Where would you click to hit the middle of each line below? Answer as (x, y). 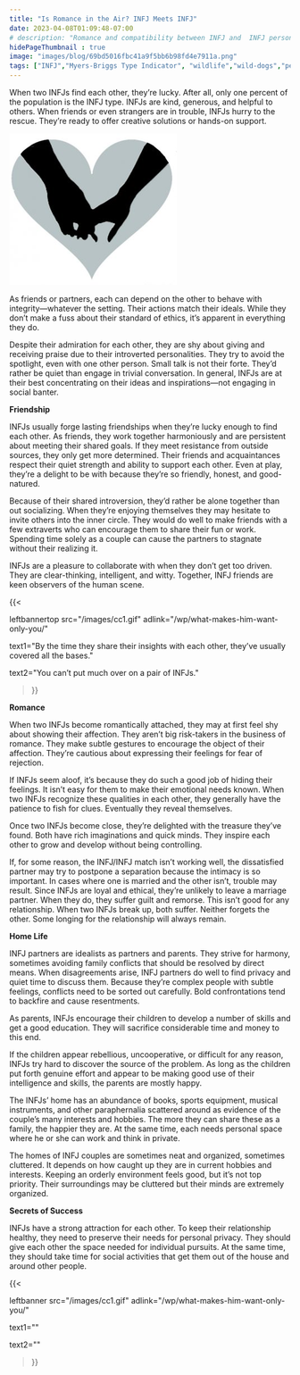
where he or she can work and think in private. (95, 1138)
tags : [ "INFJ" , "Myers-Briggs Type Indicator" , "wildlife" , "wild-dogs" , (145, 66)
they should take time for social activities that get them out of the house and (149, 1256)
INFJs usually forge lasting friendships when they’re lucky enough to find (144, 427)
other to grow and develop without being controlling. (106, 845)
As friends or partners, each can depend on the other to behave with (136, 299)
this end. (25, 1037)
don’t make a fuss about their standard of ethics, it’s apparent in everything (147, 318)
